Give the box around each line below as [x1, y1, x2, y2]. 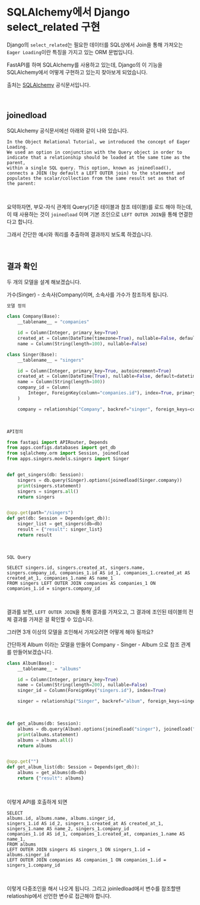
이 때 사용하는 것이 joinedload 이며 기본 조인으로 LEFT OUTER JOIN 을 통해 [7, 211, 177, 218]
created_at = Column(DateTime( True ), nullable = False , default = [17, 373, 177, 380]
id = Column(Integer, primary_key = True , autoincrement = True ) [17, 368, 172, 374]
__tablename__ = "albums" [17, 666, 82, 672]
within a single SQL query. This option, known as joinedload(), [7, 165, 172, 171]
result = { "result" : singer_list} [17, 527, 103, 533]
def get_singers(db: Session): [7, 472, 84, 478]
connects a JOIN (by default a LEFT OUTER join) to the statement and [7, 170, 185, 176]
